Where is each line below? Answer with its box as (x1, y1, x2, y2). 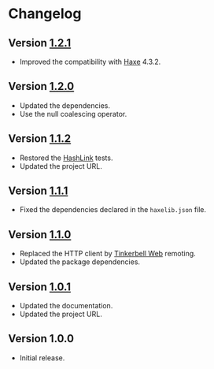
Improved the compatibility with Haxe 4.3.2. (19, 57, 161, 66)
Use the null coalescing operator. (19, 109, 127, 118)
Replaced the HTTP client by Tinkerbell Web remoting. (19, 249, 197, 259)
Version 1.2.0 (8, 80, 75, 93)
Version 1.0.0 (8, 332, 75, 345)
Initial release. (19, 352, 65, 363)
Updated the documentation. (19, 301, 113, 311)
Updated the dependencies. (19, 100, 111, 110)
